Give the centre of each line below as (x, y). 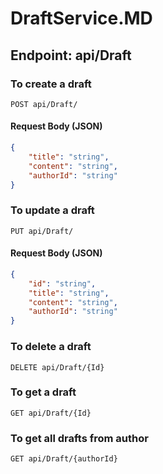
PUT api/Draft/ (42, 231)
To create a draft (51, 84)
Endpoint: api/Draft (71, 55)
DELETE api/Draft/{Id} (57, 367)
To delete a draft (51, 347)
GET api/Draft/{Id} (51, 413)
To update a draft (52, 210)
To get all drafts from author (79, 438)
